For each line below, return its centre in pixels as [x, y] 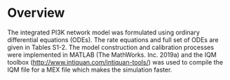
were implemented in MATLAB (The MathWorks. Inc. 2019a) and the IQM [112, 55]
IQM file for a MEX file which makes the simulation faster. [90, 69]
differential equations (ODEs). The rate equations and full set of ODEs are [113, 39]
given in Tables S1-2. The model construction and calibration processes [111, 47]
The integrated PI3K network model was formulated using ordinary [103, 32]
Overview [36, 13]
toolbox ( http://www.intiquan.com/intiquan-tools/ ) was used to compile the [115, 62]
